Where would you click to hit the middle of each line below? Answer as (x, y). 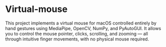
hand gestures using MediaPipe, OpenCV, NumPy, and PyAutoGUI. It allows (83, 28)
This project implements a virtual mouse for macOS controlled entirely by (81, 23)
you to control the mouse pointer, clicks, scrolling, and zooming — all (77, 33)
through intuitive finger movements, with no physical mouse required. (77, 39)
